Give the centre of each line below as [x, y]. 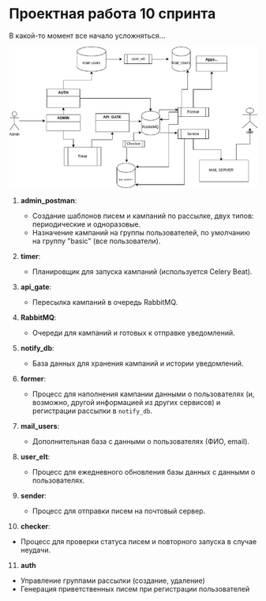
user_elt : [35, 456]
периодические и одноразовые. [86, 224]
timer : [30, 256]
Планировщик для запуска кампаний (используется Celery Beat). [142, 271]
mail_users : [40, 426]
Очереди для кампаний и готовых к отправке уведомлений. [133, 332]
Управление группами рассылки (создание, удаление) [113, 580]
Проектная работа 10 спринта [112, 14]
